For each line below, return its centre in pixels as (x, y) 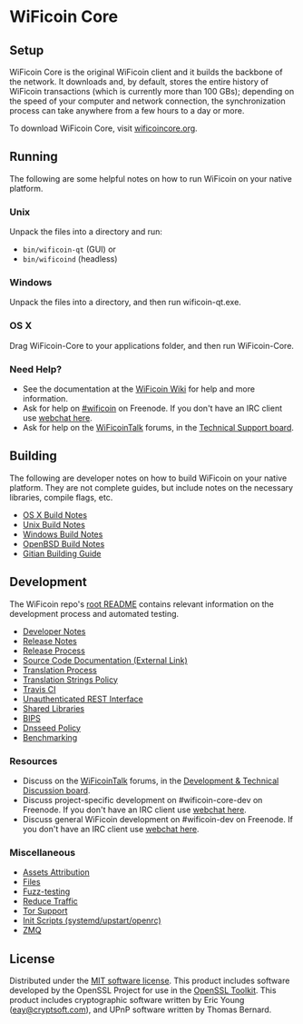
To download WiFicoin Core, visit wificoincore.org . (103, 128)
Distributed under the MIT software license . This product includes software (150, 981)
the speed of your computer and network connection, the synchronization (147, 101)
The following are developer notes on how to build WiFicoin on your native (148, 478)
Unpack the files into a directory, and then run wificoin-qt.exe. (126, 303)
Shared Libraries (53, 708)
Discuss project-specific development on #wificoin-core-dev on (142, 800)
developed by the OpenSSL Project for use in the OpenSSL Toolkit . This (143, 990)
